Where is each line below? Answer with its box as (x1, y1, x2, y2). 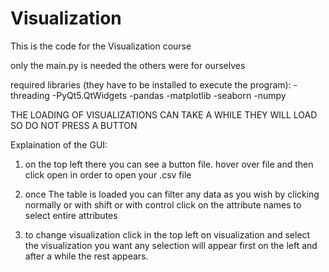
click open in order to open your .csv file (24, 168, 192, 181)
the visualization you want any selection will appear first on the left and (24, 239, 318, 251)
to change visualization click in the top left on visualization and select (24, 228, 311, 241)
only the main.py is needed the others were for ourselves (10, 59, 246, 71)
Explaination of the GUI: (10, 138, 108, 151)
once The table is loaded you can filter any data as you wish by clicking (24, 188, 320, 200)
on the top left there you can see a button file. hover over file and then (24, 158, 314, 170)
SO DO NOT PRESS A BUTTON (10, 119, 138, 131)
